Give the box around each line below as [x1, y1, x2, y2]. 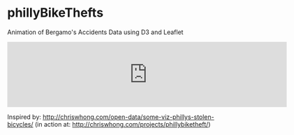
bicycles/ [7, 120, 34, 128]
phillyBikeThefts [7, 5, 103, 21]
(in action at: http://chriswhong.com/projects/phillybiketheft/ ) [34, 120, 211, 128]
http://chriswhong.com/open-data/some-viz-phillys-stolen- [43, 113, 214, 121]
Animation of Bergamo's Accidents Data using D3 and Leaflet [7, 28, 184, 36]
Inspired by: [7, 113, 42, 121]
